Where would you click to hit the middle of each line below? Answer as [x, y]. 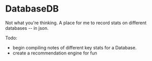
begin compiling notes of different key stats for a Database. [74, 47]
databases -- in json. [27, 28]
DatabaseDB [32, 9]
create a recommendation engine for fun [55, 53]
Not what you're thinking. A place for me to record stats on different [76, 23]
